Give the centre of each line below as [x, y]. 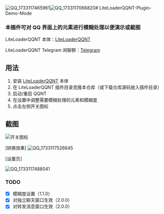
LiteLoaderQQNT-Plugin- [125, 8]
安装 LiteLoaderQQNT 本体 [40, 81]
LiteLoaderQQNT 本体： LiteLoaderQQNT [48, 39]
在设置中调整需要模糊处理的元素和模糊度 [55, 100]
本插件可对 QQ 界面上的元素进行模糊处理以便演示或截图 [73, 27]
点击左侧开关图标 [30, 106]
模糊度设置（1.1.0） [32, 194]
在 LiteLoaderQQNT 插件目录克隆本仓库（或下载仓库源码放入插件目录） [87, 87]
